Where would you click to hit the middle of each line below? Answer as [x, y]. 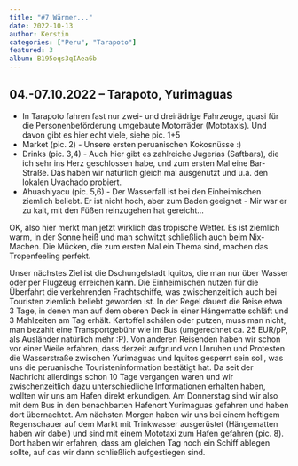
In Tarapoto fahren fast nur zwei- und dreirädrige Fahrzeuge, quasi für [150, 115]
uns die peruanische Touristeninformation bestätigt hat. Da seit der [131, 367]
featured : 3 [31, 51]
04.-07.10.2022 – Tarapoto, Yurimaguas [121, 95]
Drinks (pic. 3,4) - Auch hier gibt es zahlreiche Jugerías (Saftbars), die [150, 154]
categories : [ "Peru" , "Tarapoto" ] [73, 42]
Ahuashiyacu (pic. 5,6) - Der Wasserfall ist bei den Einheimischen [141, 191]
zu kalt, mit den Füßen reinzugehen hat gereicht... [113, 210]
